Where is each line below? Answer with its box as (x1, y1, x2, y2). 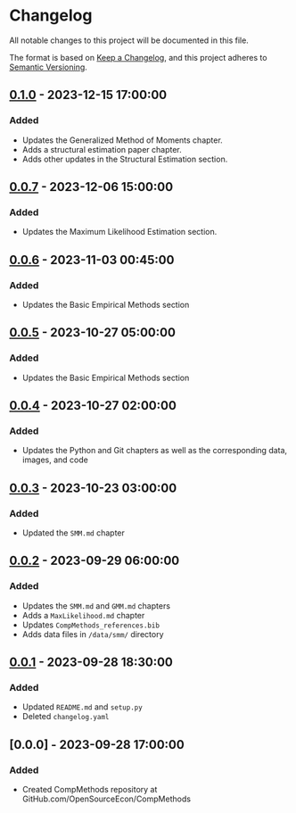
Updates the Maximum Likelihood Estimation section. (21, 227, 218, 237)
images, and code (21, 454, 89, 465)
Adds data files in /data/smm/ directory (21, 628, 164, 639)
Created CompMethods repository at (21, 784, 158, 795)
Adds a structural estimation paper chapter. (21, 144, 183, 154)
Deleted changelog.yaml (21, 711, 110, 722)
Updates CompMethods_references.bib (21, 619, 160, 630)
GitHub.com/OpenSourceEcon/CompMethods (21, 793, 192, 804)
